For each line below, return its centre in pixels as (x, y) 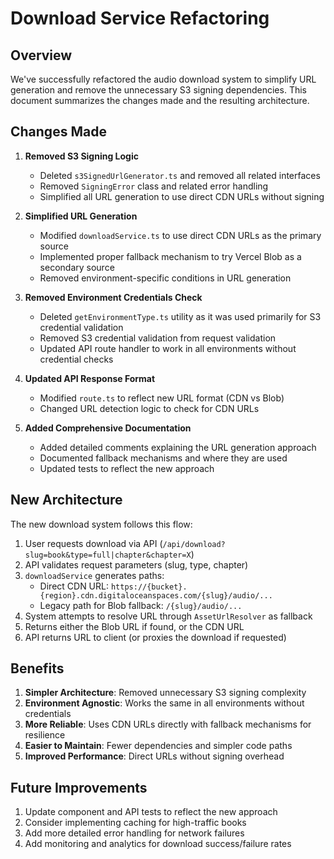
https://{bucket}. (149, 587)
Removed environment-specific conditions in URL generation (165, 278)
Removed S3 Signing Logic (81, 156)
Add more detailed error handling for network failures (134, 833)
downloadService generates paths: (94, 575)
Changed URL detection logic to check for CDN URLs (149, 408)
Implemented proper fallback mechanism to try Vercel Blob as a (170, 256)
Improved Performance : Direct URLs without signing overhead (154, 756)
